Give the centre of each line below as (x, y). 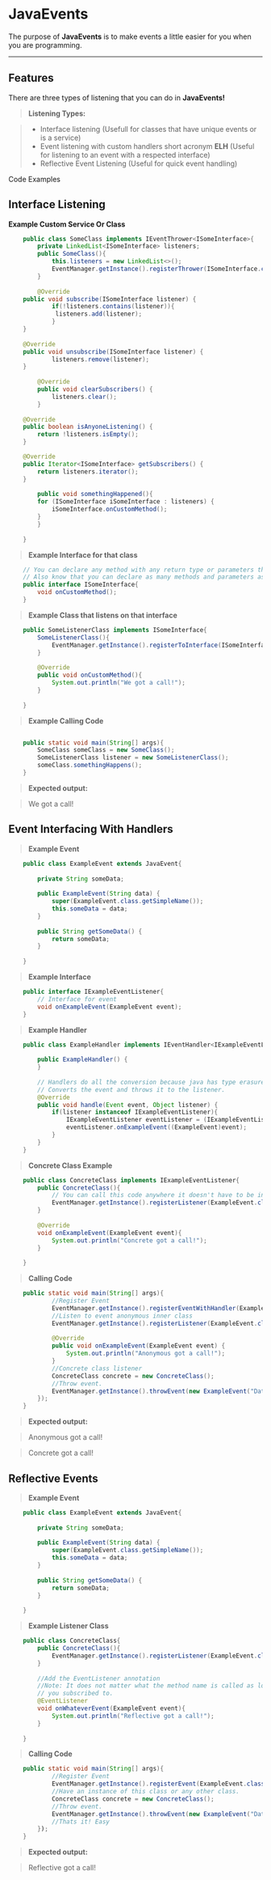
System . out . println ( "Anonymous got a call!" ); (146, 1354)
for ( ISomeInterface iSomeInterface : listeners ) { (126, 502)
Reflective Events (53, 1478)
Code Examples (34, 179)
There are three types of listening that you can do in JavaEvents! (117, 97)
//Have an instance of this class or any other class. (146, 1792)
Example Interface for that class (83, 554)
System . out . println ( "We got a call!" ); (118, 683)
